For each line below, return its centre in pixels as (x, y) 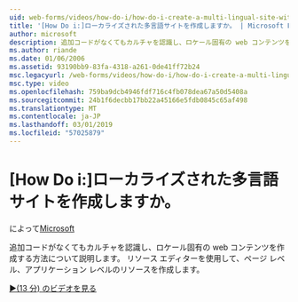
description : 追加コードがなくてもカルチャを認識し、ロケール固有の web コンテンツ (147, 42)
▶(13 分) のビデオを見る (53, 288)
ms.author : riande (43, 51)
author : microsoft (43, 34)
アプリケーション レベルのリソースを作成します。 (114, 269)
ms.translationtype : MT (53, 108)
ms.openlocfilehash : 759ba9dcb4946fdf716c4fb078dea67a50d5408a (129, 91)
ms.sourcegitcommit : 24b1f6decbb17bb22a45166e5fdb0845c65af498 (129, 100)
